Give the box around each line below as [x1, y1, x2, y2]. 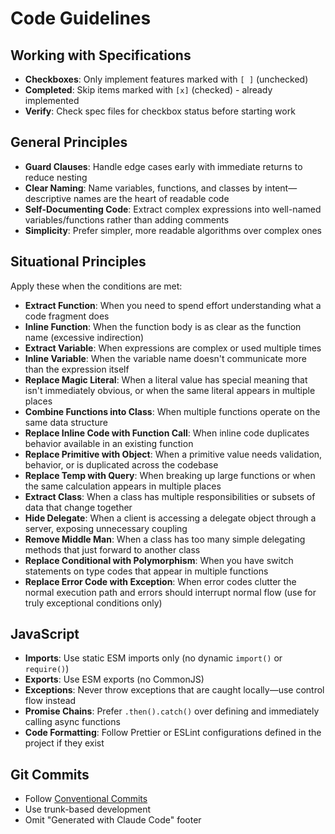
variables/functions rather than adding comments [24, 213, 230, 226]
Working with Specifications [10, 47, 192, 64]
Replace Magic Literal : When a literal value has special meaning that [24, 373, 308, 386]
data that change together [24, 501, 133, 513]
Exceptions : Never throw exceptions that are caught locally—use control [24, 684, 325, 696]
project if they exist [24, 737, 105, 749]
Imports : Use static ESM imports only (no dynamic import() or [24, 652, 283, 664]
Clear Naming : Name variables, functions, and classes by [24, 182, 263, 194]
